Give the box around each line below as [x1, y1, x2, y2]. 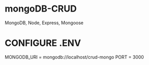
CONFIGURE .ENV [5, 37, 82, 49]
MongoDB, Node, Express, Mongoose [5, 20, 84, 26]
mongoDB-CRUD [5, 3, 77, 15]
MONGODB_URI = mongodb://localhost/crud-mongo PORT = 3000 [5, 54, 144, 60]
